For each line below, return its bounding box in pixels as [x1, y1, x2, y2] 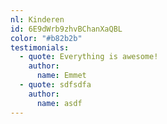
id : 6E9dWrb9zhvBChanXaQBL [10, 24, 123, 34]
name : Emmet [36, 71, 87, 81]
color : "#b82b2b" [10, 33, 83, 43]
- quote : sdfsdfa [19, 80, 92, 90]
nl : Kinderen [10, 14, 65, 25]
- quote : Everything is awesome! [19, 52, 159, 62]
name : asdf [36, 98, 83, 108]
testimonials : [10, 42, 70, 53]
